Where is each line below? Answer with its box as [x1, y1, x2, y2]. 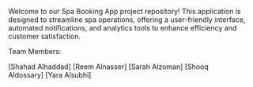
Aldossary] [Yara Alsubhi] [8, 71, 92, 79]
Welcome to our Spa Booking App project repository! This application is [8, 7, 241, 16]
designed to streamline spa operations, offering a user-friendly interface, [8, 15, 246, 24]
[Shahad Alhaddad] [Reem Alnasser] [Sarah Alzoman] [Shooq [8, 62, 210, 71]
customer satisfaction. [8, 31, 81, 41]
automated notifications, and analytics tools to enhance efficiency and [8, 24, 237, 32]
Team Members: [8, 47, 62, 56]
